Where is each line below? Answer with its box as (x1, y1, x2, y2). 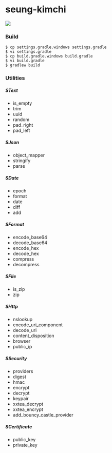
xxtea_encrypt (12, 406, 44, 412)
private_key (12, 442, 38, 448)
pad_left (12, 127, 30, 134)
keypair (12, 395, 29, 401)
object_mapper (12, 152, 45, 159)
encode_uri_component (12, 322, 63, 328)
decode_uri (12, 327, 37, 333)
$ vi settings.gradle (5, 49, 52, 54)
